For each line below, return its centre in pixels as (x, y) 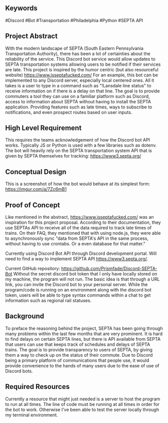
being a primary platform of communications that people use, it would (77, 360)
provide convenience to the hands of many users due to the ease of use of (82, 365)
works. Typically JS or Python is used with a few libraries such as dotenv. (81, 146)
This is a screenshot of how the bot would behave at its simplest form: (78, 184)
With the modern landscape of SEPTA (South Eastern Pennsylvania (74, 48)
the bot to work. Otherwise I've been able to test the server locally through (82, 409)
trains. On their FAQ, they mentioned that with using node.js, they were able (83, 233)
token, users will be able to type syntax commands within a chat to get (78, 295)
